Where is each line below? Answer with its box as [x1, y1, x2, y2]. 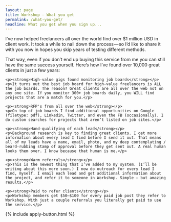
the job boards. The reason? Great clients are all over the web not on [5, 86, 164, 91]
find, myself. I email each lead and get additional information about [5, 171, 161, 176]
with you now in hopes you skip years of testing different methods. [5, 46, 146, 53]
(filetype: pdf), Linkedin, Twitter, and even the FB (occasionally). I [5, 113, 164, 118]
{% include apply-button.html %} [5, 211, 75, 217]
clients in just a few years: [5, 67, 60, 73]
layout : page [5, 7, 33, 13]
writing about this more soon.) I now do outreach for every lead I [5, 166, 155, 171]
